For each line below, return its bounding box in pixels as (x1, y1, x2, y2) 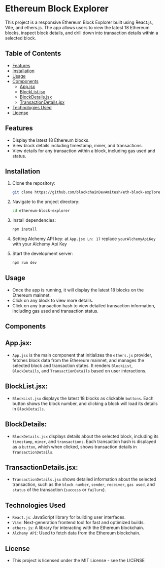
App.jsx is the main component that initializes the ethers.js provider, (12, 352, 153, 358)
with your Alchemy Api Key (12, 241, 67, 247)
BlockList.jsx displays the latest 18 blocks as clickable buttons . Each (12, 395, 154, 401)
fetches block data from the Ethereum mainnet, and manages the (12, 357, 144, 363)
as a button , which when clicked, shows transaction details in (12, 444, 137, 449)
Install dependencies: (12, 217, 56, 223)
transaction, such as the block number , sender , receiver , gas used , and (12, 482, 155, 487)
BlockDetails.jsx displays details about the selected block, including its (12, 433, 159, 439)
